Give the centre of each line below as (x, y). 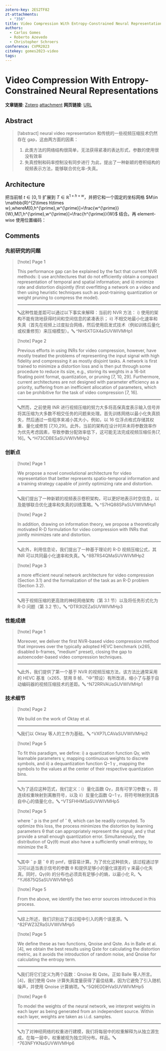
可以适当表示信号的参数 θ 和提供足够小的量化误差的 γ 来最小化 (85, 868)
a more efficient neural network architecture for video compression (85, 575)
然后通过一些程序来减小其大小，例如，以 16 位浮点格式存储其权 (90, 420)
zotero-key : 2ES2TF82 (27, 10)
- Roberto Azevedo (29, 38)
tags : (11, 56)
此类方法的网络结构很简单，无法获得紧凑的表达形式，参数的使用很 (92, 150)
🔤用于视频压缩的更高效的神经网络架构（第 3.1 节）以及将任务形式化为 (88, 600)
